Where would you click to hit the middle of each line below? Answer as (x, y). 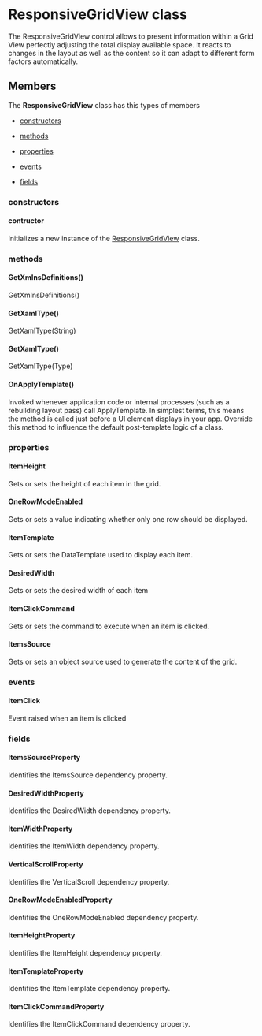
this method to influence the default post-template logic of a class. (116, 427)
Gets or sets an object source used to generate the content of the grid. (123, 661)
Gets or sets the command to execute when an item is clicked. (109, 626)
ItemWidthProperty (41, 829)
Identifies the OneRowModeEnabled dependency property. (103, 917)
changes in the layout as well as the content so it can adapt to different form (131, 53)
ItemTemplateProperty (46, 971)
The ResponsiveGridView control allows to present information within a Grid (131, 36)
